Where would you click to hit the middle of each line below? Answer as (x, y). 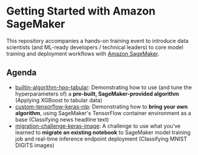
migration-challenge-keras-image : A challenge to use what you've (98, 126)
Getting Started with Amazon (81, 11)
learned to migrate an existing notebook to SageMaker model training (103, 132)
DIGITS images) (35, 145)
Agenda (21, 73)
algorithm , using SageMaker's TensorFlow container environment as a (103, 113)
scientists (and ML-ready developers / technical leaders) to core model (95, 47)
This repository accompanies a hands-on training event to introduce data (97, 41)
